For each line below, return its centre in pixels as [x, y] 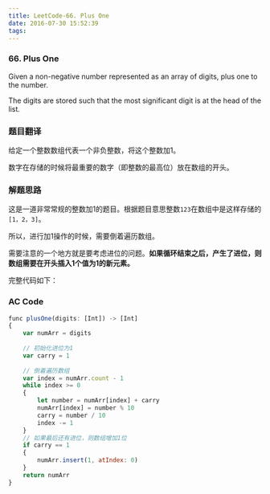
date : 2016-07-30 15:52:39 [53, 23]
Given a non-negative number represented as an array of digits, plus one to [133, 76]
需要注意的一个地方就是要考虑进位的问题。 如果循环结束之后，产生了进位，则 [135, 253]
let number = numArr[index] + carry [98, 401]
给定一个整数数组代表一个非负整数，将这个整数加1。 [94, 150]
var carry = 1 [46, 355]
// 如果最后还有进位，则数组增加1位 [75, 438]
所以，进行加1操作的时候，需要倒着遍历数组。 [84, 236]
